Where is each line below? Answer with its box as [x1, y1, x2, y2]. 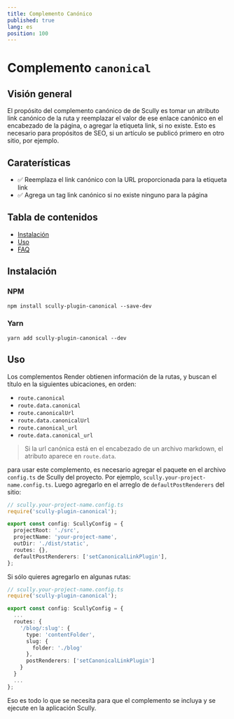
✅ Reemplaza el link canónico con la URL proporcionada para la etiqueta [17, 176, 227, 184]
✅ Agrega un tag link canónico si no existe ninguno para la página [17, 191, 208, 199]
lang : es [7, 23, 33, 30]
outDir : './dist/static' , [13, 540, 90, 548]
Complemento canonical [7, 60, 151, 76]
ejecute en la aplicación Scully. [7, 704, 97, 712]
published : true [7, 17, 55, 24]
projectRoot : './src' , [13, 527, 80, 534]
